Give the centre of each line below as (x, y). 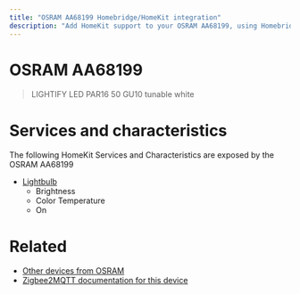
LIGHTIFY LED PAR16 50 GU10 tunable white (112, 94)
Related (38, 246)
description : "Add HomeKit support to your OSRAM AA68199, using (133, 26)
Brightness (55, 192)
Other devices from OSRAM (73, 271)
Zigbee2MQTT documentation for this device (105, 281)
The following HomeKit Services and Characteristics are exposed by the (142, 155)
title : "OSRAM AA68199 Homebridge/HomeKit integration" (115, 17)
